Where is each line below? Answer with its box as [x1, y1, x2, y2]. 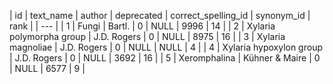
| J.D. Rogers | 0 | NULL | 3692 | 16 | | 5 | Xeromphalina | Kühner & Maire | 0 [9, 52, 321, 64]
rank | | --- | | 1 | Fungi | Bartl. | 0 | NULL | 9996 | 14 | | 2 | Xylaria [9, 20, 276, 32]
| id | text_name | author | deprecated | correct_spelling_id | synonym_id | [9, 10, 311, 21]
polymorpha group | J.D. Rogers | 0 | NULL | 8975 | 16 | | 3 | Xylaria [9, 31, 286, 42]
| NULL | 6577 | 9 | [9, 63, 86, 74]
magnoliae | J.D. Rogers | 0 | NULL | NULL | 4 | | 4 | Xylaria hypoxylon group [9, 41, 323, 53]
